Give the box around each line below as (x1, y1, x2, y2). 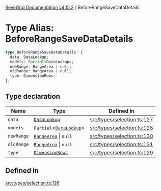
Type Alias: (5, 22, 55, 34)
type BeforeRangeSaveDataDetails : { (5, 49, 83, 55)
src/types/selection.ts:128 (90, 124, 153, 131)
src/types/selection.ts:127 (90, 116, 153, 123)
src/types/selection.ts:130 (90, 132, 153, 140)
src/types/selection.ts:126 (5, 180, 60, 186)
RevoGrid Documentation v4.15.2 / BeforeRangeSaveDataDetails (5, 5, 140, 10)
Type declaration (5, 92, 60, 101)
